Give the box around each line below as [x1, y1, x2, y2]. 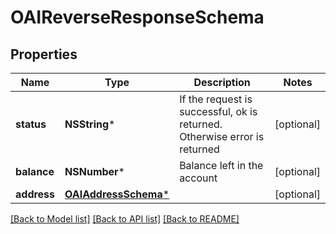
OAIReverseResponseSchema [10, 6, 265, 29]
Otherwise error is [179, 130, 265, 143]
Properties [10, 46, 78, 63]
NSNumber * [64, 165, 125, 178]
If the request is [179, 92, 253, 106]
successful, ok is [179, 105, 258, 118]
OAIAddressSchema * [64, 187, 170, 201]
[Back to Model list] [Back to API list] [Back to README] [10, 213, 240, 225]
